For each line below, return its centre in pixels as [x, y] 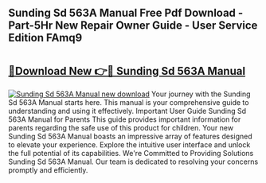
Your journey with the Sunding [201, 94]
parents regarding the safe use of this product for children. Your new [121, 128]
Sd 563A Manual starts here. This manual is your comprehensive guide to [129, 102]
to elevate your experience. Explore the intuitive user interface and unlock [129, 145]
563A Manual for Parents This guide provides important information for [125, 119]
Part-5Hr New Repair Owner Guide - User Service [133, 26]
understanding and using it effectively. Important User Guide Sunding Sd [127, 111]
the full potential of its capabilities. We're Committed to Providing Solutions [131, 153]
